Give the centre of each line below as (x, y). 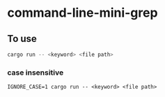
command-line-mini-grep (82, 13)
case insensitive (36, 73)
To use (22, 39)
